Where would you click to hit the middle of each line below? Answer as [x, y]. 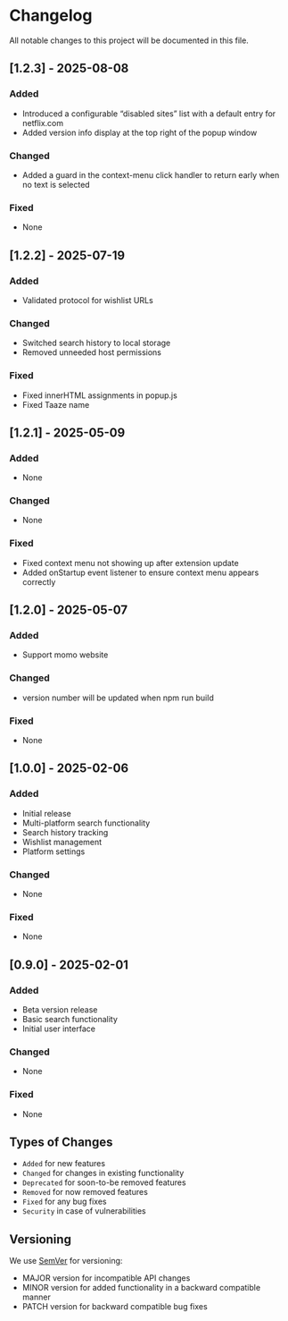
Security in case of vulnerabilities [84, 1211]
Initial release [46, 813]
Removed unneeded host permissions [92, 352]
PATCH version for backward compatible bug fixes [115, 1307]
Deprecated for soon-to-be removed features [104, 1182]
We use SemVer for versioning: [66, 1261]
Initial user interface [59, 1029]
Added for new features [63, 1164]
